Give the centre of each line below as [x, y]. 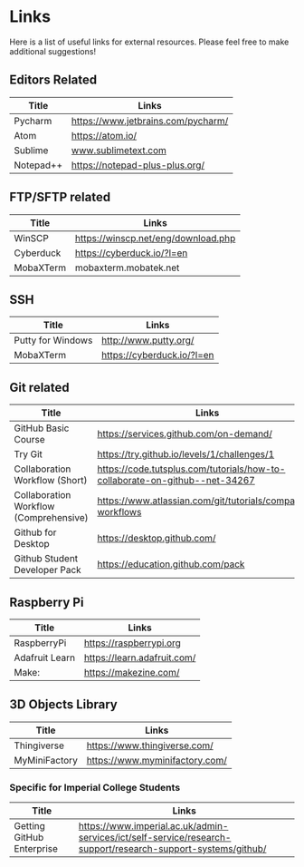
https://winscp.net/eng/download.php [155, 238]
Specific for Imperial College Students [95, 787]
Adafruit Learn [44, 658]
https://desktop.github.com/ [157, 539]
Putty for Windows [53, 340]
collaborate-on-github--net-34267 [176, 481]
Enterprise [36, 849]
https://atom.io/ [104, 135]
